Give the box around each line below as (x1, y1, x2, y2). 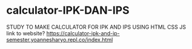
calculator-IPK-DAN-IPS (6, 4, 130, 17)
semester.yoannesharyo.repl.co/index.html (6, 36, 113, 43)
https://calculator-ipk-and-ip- (46, 29, 120, 36)
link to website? (6, 29, 45, 36)
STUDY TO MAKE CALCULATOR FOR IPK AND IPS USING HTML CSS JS (6, 23, 187, 30)
